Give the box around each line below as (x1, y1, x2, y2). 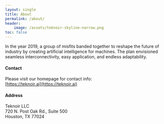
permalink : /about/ (5, 16, 45, 21)
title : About (5, 12, 32, 17)
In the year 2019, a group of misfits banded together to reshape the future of (5, 44, 159, 49)
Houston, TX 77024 (5, 114, 45, 120)
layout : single (5, 7, 36, 12)
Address (5, 92, 23, 98)
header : (5, 21, 21, 26)
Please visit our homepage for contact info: (5, 76, 92, 82)
